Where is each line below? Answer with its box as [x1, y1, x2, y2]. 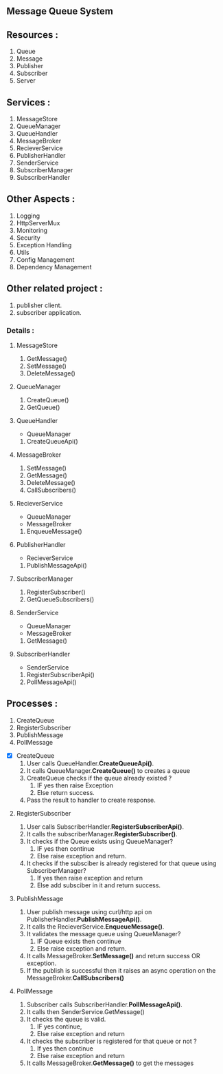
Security [16, 234, 40, 242]
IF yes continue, [36, 1022, 82, 1031]
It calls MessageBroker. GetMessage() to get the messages [26, 1059, 194, 1067]
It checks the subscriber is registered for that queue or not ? [26, 1037, 197, 1045]
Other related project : [6, 282, 104, 295]
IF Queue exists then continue [36, 937, 121, 945]
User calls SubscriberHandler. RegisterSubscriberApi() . [26, 823, 185, 831]
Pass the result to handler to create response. [26, 796, 156, 804]
